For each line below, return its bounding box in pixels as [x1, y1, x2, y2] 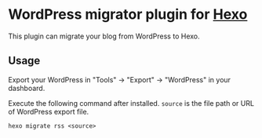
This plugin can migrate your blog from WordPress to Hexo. [8, 31, 200, 41]
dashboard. [8, 83, 45, 93]
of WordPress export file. [8, 107, 89, 116]
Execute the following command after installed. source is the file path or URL [8, 98, 255, 107]
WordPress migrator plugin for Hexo [8, 5, 248, 24]
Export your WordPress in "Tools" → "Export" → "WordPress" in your [8, 74, 231, 84]
